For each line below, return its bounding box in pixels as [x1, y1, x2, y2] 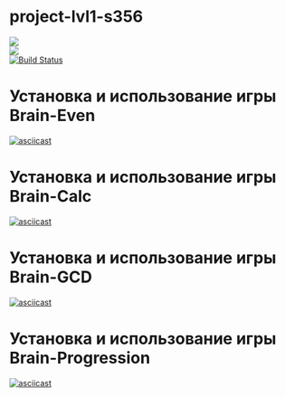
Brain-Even [9, 106, 96, 126]
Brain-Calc [9, 186, 92, 207]
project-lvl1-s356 [9, 6, 144, 27]
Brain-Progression [9, 347, 151, 368]
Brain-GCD [9, 267, 92, 287]
